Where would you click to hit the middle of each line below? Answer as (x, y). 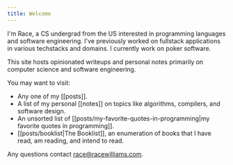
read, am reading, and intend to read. (70, 141)
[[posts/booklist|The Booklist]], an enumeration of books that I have (114, 133)
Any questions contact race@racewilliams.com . (75, 154)
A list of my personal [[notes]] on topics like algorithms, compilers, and (119, 103)
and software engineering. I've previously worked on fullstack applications (114, 41)
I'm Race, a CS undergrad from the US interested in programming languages (116, 33)
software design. (41, 111)
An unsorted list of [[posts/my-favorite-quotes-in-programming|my (113, 118)
